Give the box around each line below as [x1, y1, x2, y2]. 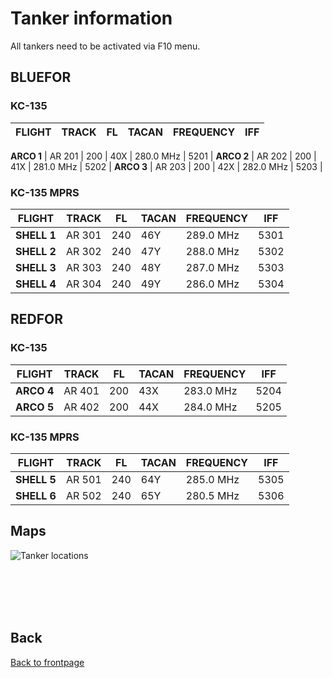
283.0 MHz [183, 383, 238, 397]
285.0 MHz [185, 472, 240, 486]
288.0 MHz [185, 244, 240, 258]
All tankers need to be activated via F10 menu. [10, 40, 201, 52]
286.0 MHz [185, 277, 240, 291]
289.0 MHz [185, 228, 240, 242]
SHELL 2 [15, 244, 57, 258]
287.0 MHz [185, 260, 240, 274]
